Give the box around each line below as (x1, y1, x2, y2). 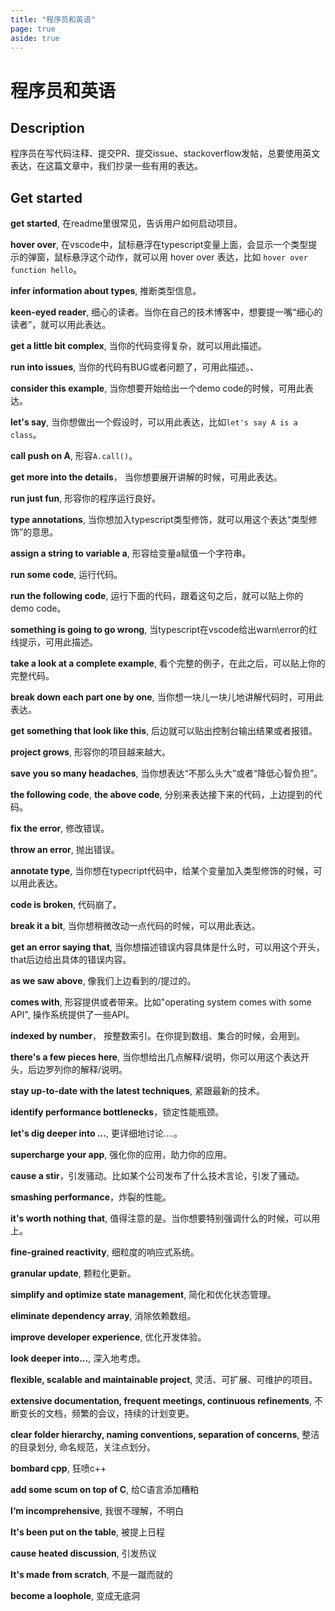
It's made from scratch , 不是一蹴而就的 (10, 1569, 173, 1581)
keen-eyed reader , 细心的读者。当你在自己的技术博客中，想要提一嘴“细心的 (10, 306, 323, 318)
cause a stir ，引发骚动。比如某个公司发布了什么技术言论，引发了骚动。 (10, 1170, 305, 1182)
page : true (10, 24, 56, 34)
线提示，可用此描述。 (10, 636, 98, 648)
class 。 (10, 429, 42, 441)
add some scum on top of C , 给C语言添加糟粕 (10, 1484, 200, 1496)
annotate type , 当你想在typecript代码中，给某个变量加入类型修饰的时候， (10, 865, 314, 877)
